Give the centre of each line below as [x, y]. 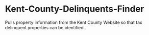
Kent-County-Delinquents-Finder [75, 9]
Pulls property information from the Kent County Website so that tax [74, 22]
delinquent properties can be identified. [45, 27]
